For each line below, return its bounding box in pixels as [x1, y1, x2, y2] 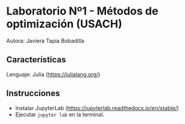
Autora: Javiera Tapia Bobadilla [6, 37, 85, 44]
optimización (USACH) [6, 17, 123, 31]
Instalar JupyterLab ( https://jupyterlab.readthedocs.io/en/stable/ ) [15, 104, 180, 111]
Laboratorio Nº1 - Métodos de [6, 4, 159, 18]
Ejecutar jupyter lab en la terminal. [15, 111, 105, 118]
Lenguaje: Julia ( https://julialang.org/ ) [6, 71, 100, 78]
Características [6, 54, 66, 65]
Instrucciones [6, 88, 60, 99]
